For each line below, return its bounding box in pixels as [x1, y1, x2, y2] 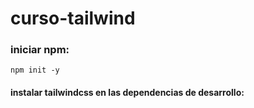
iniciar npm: [10, 43, 70, 57]
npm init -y [10, 65, 60, 76]
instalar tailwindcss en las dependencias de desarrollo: [10, 87, 245, 99]
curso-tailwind [10, 7, 136, 30]
